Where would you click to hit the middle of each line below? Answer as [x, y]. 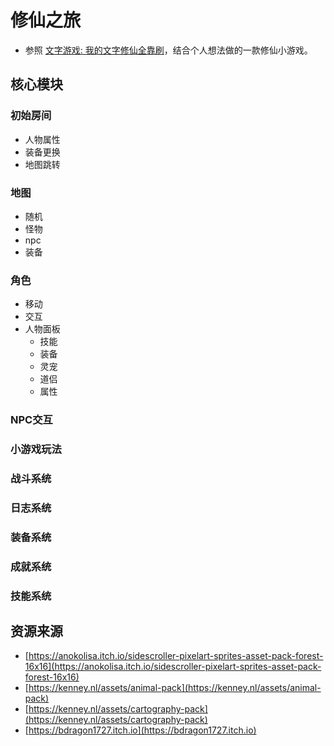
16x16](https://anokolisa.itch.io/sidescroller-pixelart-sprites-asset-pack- [173, 667]
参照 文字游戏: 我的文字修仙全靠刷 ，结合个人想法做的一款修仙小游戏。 [168, 50]
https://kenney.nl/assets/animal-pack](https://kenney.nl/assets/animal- [175, 688]
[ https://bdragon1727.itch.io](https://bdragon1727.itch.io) [140, 730]
